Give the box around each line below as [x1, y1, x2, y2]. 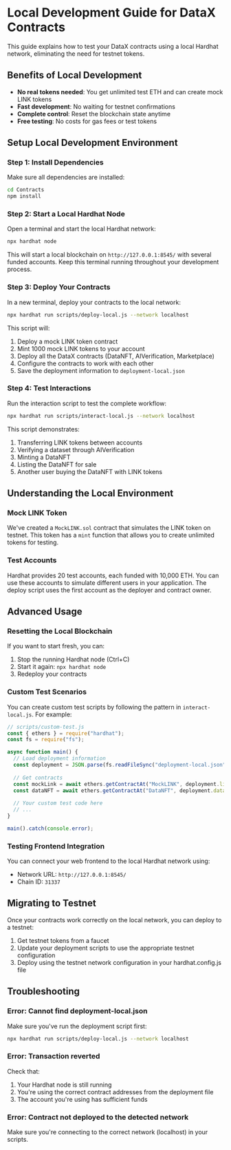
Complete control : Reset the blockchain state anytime [16, 109, 170, 118]
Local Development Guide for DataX [7, 5, 217, 21]
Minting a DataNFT [16, 453, 71, 461]
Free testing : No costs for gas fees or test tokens [16, 117, 157, 125]
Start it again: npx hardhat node [16, 663, 107, 671]
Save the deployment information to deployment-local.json [16, 366, 186, 374]
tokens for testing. [7, 538, 59, 546]
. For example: [32, 710, 72, 718]
